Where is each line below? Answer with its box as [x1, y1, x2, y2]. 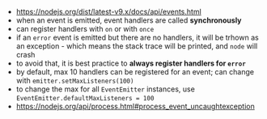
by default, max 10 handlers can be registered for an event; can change [15, 67, 255, 76]
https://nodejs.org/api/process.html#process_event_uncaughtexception [15, 101, 255, 111]
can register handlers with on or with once [15, 24, 155, 33]
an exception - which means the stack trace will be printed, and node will [15, 41, 258, 51]
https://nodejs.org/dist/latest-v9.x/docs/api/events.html [15, 7, 202, 16]
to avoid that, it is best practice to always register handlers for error [15, 58, 247, 68]
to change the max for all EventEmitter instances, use [15, 84, 196, 94]
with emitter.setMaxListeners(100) [15, 76, 134, 85]
